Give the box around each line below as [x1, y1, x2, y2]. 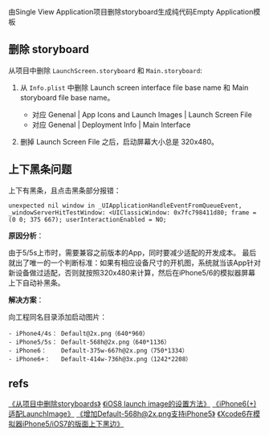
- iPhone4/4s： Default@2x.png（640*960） [8, 329, 149, 337]
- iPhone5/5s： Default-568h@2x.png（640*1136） [8, 338, 171, 346]
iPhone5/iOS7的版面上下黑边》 [22, 419, 124, 429]
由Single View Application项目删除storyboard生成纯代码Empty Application [8, 7, 254, 16]
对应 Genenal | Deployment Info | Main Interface [31, 120, 191, 129]
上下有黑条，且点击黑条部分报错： [8, 185, 121, 195]
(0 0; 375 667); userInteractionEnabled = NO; [8, 215, 167, 223]
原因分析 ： [8, 230, 44, 240]
